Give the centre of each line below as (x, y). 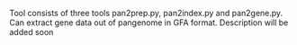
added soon (31, 32)
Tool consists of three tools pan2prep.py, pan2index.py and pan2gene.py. (146, 13)
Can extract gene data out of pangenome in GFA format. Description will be (149, 22)
